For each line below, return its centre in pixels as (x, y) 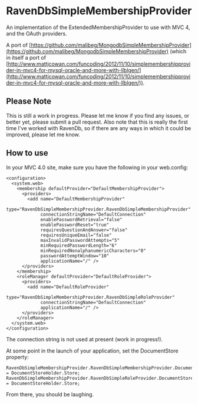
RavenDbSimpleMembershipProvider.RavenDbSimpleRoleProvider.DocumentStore (100, 378)
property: (17, 357)
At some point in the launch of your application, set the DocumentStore (92, 351)
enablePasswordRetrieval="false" (81, 219)
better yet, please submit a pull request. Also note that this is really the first (97, 122)
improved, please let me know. (43, 134)
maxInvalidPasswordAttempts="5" (80, 240)
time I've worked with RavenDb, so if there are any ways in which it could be (99, 128)
